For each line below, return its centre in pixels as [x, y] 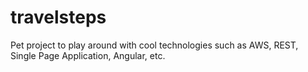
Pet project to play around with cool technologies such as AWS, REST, [154, 45]
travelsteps [58, 17]
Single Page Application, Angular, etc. [88, 55]
